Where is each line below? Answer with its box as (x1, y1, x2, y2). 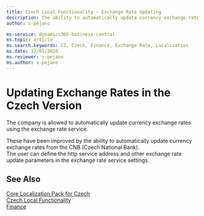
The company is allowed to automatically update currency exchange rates (6, 119, 191, 126)
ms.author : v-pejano (6, 59, 59, 66)
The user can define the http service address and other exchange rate (6, 150, 182, 157)
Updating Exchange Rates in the (6, 86, 171, 99)
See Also (6, 174, 41, 184)
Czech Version (6, 99, 82, 113)
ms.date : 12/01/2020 (6, 48, 59, 55)
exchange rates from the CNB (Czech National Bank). (6, 144, 140, 151)
